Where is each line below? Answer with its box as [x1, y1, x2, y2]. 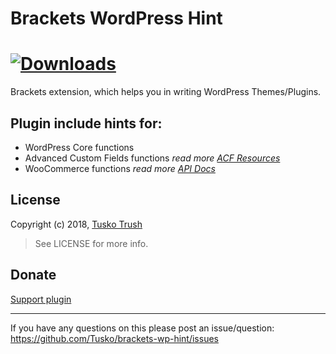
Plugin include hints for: [10, 115, 163, 132]
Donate [10, 267, 57, 284]
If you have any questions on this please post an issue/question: [10, 322, 275, 334]
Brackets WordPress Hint [10, 7, 223, 30]
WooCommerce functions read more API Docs [24, 162, 216, 174]
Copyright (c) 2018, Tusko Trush [10, 218, 143, 230]
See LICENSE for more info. [34, 237, 149, 249]
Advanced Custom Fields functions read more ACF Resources [24, 152, 281, 164]
